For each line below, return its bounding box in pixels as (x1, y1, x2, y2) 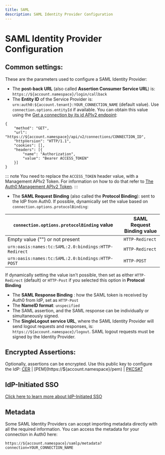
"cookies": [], (14, 143, 45, 148)
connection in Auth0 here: (5, 431, 58, 437)
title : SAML (5, 7, 29, 12)
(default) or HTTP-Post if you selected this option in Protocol (24, 277, 145, 283)
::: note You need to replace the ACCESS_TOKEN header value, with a (5, 173, 138, 179)
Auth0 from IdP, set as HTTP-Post (12, 297, 79, 303)
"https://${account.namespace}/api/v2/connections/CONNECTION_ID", (5, 134, 146, 139)
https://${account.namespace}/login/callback (12, 92, 107, 97)
